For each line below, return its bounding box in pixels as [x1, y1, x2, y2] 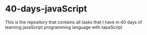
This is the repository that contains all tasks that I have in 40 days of [5, 19, 143, 25]
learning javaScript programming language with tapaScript [5, 24, 123, 30]
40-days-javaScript [5, 3, 87, 14]
